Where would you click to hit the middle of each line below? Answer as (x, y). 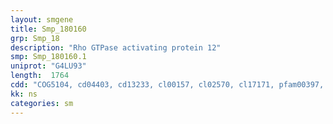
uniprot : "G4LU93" (48, 66)
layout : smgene (42, 19)
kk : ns (24, 94)
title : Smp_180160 (48, 29)
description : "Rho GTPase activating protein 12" (116, 47)
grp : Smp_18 (35, 38)
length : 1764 (40, 76)
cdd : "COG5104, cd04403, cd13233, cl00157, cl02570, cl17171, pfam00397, (167, 85)
